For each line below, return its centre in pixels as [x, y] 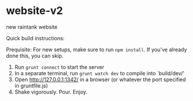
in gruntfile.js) [31, 85]
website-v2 [35, 11]
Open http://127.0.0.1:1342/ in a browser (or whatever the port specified [100, 79]
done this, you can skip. [35, 55]
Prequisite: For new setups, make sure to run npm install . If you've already [96, 49]
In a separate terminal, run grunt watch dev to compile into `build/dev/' [99, 73]
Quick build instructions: [35, 38]
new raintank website [32, 27]
